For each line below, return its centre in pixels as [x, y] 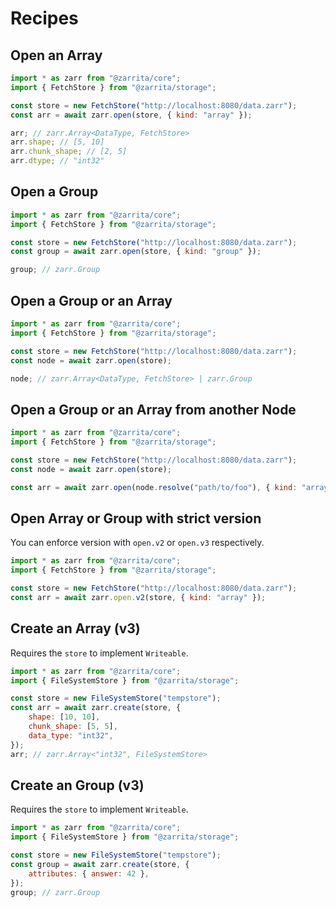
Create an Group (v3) [77, 785]
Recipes [44, 18]
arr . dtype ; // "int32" [57, 161]
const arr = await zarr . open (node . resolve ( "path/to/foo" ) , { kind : [154, 487]
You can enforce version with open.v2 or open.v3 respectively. [137, 543]
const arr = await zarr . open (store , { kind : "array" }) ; [131, 115]
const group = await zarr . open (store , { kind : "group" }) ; [136, 252]
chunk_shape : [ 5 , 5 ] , [73, 727]
